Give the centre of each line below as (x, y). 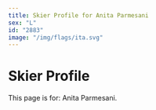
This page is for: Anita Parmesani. (63, 98)
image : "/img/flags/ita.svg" (56, 37)
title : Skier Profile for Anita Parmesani (78, 15)
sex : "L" (22, 23)
